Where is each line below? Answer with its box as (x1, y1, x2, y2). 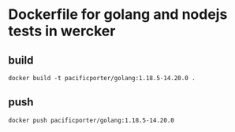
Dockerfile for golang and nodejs (8, 5, 228, 24)
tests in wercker (8, 22, 116, 40)
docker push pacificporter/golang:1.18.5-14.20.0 (8, 116, 175, 124)
